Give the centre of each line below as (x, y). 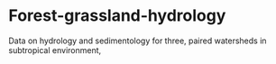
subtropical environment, (55, 50)
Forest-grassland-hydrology (117, 16)
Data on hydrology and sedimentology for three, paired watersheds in (138, 41)
